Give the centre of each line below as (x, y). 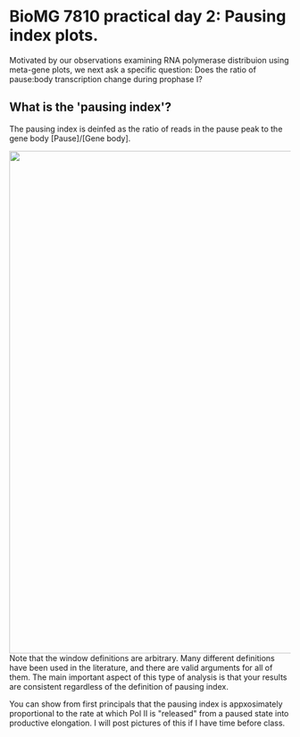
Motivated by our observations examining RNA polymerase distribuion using (149, 60)
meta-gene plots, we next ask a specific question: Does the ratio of (133, 70)
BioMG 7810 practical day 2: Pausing (148, 17)
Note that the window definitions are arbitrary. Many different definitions (142, 657)
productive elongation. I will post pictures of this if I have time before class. (147, 723)
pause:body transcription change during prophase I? (106, 79)
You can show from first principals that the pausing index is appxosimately (146, 704)
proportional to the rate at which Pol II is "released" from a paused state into (149, 713)
